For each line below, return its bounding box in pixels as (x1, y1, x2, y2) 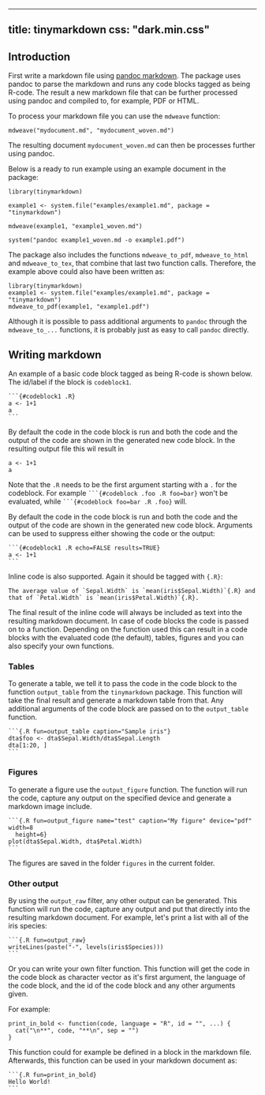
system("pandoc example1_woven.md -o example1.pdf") (8, 236, 185, 245)
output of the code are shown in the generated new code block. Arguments (8, 520, 253, 530)
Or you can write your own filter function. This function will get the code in (8, 964, 250, 973)
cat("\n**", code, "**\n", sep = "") (15, 1026, 140, 1034)
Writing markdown (8, 348, 102, 362)
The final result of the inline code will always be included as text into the (8, 608, 243, 617)
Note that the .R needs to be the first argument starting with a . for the (8, 480, 237, 489)
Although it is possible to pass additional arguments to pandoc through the (8, 317, 248, 326)
